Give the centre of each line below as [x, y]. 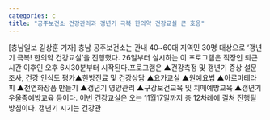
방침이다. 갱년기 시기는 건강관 [55, 108]
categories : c [32, 16]
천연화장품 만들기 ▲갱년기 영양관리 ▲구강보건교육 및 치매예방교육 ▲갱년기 [143, 87]
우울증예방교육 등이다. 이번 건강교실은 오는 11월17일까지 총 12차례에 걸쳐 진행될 [133, 97]
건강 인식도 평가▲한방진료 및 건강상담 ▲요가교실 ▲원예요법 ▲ [125, 77]
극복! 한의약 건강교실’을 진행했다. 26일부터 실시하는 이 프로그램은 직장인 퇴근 [137, 57]
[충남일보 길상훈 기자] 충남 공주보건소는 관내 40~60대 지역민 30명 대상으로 [127, 47]
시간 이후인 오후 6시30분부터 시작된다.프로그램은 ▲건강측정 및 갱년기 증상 [125, 67]
